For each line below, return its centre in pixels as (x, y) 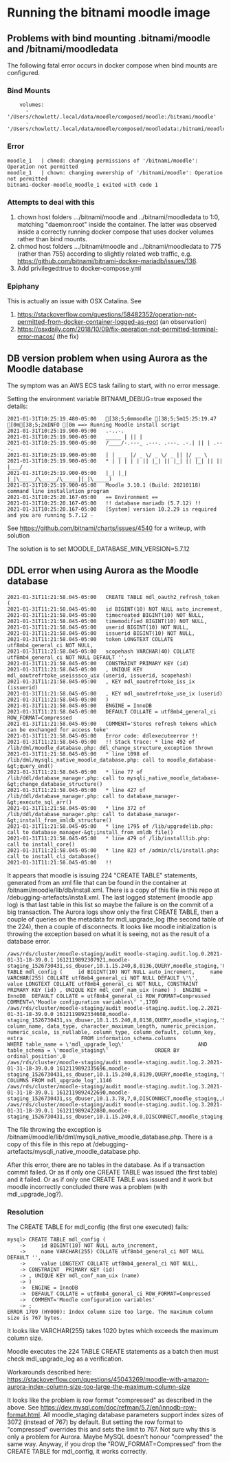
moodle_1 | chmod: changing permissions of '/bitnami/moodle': (102, 161)
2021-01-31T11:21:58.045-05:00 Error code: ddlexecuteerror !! (102, 735)
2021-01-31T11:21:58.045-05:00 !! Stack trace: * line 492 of (101, 742)
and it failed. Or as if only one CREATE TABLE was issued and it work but (110, 1179)
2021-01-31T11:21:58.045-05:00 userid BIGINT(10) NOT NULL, (98, 627)
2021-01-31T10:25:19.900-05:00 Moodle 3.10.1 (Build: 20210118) (104, 485)
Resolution (25, 1212)
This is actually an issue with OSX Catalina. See (75, 301)
